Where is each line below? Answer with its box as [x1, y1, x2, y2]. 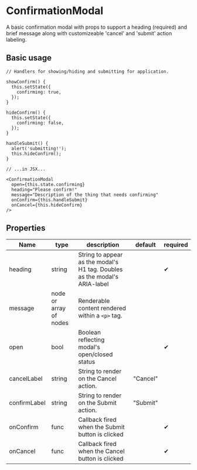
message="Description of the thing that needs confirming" [11, 192, 159, 198]
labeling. [6, 36, 27, 43]
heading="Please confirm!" [11, 187, 77, 192]
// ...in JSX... [6, 166, 46, 172]
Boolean [78, 328, 101, 336]
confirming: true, [16, 89, 62, 95]
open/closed [78, 350, 113, 359]
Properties [6, 223, 46, 233]
